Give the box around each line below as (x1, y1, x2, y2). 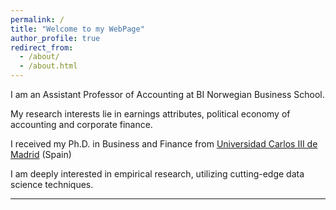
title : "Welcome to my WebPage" (10, 24, 145, 34)
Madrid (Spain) (10, 149, 72, 160)
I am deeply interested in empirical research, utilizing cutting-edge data (10, 168, 305, 180)
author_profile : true (10, 33, 101, 43)
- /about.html (19, 61, 78, 71)
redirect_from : (10, 42, 74, 53)
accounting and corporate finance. (10, 119, 153, 130)
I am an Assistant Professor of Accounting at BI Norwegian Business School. (10, 89, 325, 100)
